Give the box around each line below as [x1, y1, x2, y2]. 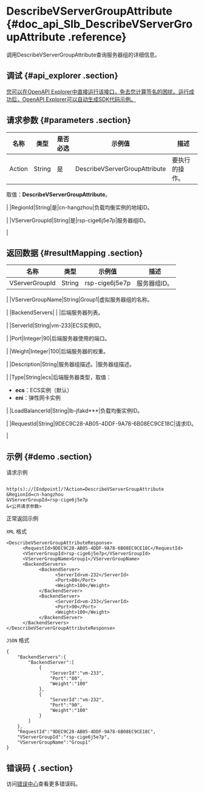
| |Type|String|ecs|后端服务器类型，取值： [6, 373, 112, 381]
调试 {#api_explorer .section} [6, 71, 118, 81]
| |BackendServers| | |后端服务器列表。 [6, 309, 104, 316]
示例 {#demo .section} [6, 451, 93, 462]
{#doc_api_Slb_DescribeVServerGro [6, 17, 193, 31]
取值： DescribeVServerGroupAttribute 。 [6, 191, 111, 198]
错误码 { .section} [6, 763, 73, 773]
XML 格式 [6, 528, 27, 535]
